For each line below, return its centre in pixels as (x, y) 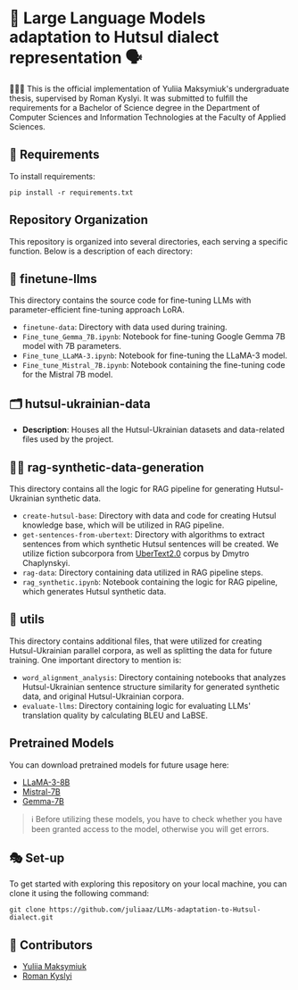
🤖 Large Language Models (108, 18)
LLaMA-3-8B (46, 782)
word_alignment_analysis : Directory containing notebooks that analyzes (154, 677)
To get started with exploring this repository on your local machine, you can (148, 884)
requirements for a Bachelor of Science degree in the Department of (135, 107)
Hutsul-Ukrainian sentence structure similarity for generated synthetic (151, 686)
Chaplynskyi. (46, 563)
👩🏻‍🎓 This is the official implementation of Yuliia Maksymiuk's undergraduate (149, 88)
